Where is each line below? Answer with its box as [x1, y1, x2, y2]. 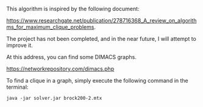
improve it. [6, 42, 34, 49]
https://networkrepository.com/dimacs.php [6, 65, 115, 72]
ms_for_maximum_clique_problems [6, 24, 94, 30]
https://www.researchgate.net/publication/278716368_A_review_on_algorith [6, 17, 197, 24]
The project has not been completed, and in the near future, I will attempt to [6, 35, 197, 42]
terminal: [6, 83, 29, 91]
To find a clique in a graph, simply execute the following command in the [6, 77, 189, 84]
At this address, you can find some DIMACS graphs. [6, 53, 137, 60]
